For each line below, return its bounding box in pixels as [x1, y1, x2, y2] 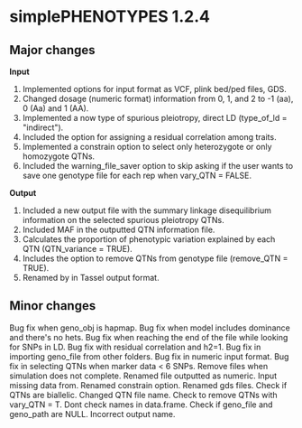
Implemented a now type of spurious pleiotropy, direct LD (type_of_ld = [22, 113, 288, 123]
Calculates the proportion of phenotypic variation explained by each [22, 234, 276, 245]
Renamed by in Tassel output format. [22, 273, 160, 283]
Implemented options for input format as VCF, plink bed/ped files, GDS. [22, 84, 287, 94]
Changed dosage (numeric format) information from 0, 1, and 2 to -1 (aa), [22, 93, 294, 104]
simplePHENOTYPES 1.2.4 [9, 6, 210, 27]
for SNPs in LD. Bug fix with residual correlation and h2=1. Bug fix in [9, 341, 261, 352]
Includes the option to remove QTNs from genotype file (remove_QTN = [22, 253, 288, 264]
